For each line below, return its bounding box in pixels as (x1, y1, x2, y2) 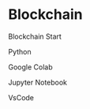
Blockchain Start (8, 32, 62, 41)
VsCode (8, 92, 34, 102)
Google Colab (8, 62, 53, 72)
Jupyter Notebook (8, 77, 68, 87)
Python (8, 47, 32, 56)
